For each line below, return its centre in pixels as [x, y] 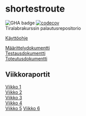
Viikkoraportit [28, 75]
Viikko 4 [14, 103]
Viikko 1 [13, 87]
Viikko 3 [14, 97]
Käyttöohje [17, 38]
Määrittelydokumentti [27, 48]
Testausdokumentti [25, 53]
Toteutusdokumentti [26, 58]
